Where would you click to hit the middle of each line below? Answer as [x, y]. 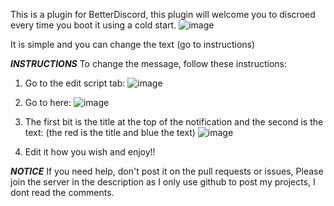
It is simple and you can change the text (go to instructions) [133, 44]
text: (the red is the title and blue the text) [110, 132]
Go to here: [48, 102]
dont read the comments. [62, 192]
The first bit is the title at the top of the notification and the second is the [174, 122]
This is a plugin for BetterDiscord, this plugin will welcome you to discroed [163, 14]
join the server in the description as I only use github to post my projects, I [163, 182]
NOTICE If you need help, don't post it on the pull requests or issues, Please [167, 171]
